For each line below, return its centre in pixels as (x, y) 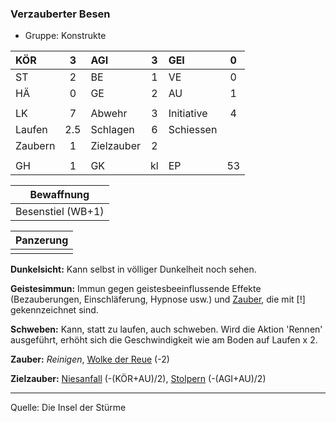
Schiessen (193, 130)
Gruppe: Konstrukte (65, 36)
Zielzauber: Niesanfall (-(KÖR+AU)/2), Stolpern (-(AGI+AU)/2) (138, 379)
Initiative (188, 114)
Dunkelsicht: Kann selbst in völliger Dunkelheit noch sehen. (133, 269)
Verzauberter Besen (60, 14)
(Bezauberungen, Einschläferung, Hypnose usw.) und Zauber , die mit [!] (158, 299)
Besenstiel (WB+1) (60, 212)
